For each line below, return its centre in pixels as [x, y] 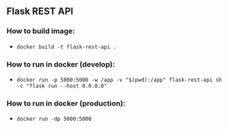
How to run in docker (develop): [61, 64]
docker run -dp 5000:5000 [54, 119]
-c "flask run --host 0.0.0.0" [62, 86]
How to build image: [41, 31]
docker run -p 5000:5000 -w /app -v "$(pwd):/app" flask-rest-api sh [119, 80]
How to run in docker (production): [66, 103]
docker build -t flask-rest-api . [66, 47]
